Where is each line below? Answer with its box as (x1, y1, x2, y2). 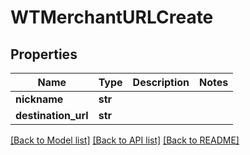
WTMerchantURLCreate (10, 6, 214, 29)
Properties (10, 46, 78, 63)
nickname (15, 92, 64, 106)
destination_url (15, 109, 89, 122)
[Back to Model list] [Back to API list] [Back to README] (10, 134, 240, 146)
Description (132, 76, 190, 89)
